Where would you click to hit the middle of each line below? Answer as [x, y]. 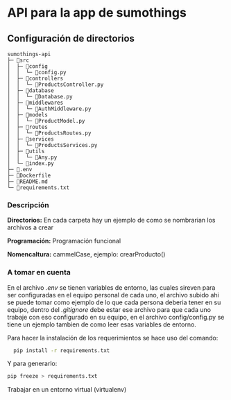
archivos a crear [31, 227]
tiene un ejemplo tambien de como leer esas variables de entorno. [102, 324]
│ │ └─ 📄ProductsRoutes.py [49, 133]
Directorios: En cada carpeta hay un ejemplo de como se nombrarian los [112, 220]
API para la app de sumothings [97, 13]
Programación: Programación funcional [64, 241]
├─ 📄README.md [28, 182]
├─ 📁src [18, 60]
